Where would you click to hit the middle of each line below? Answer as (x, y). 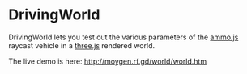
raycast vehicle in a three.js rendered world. (82, 45)
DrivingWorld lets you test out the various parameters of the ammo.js (123, 37)
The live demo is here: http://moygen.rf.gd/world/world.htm (108, 61)
